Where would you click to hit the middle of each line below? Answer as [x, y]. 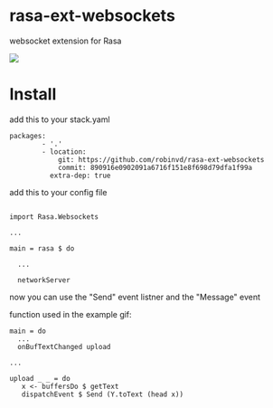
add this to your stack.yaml [60, 119]
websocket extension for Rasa [66, 41]
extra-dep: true [80, 176]
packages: [28, 136]
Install [33, 95]
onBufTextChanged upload [64, 346]
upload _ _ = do [40, 378]
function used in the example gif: [71, 314]
